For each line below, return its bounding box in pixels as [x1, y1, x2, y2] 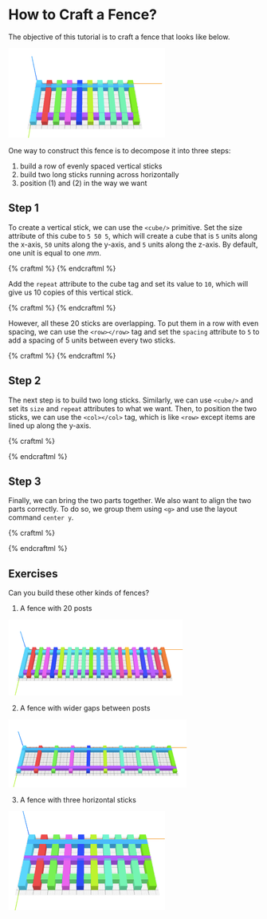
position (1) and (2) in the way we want [19, 178, 147, 188]
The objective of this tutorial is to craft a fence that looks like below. [8, 32, 230, 42]
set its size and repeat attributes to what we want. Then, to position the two [8, 403, 257, 413]
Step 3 [8, 474, 41, 488]
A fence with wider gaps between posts [19, 703, 151, 713]
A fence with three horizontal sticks [19, 795, 137, 805]
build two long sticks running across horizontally [19, 169, 179, 179]
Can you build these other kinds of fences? [8, 588, 150, 598]
